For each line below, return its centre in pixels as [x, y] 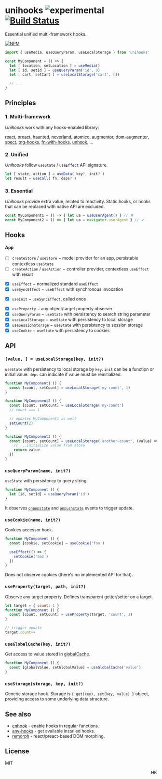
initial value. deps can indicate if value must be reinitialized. [63, 374]
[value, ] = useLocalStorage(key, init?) [54, 359]
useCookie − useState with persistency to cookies [61, 330]
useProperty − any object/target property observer [62, 308]
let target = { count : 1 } [32, 605]
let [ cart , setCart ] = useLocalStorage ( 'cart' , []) [64, 75]
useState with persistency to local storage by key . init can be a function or [80, 369]
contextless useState [33, 264]
